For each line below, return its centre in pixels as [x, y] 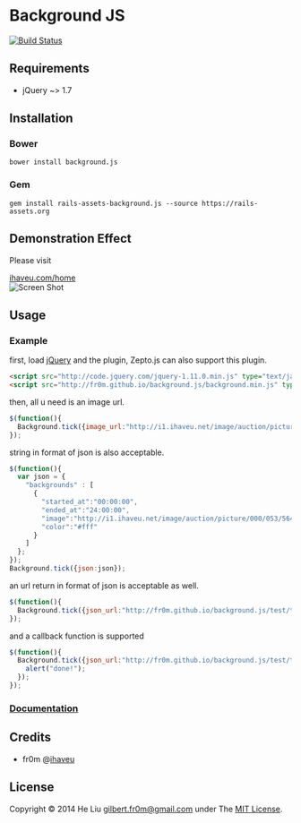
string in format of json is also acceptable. [87, 452]
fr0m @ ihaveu [48, 759]
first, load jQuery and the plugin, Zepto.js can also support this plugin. [138, 360]
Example [29, 340]
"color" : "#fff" [70, 527]
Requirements [49, 69]
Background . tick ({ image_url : [72, 426]
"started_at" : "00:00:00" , [90, 502]
